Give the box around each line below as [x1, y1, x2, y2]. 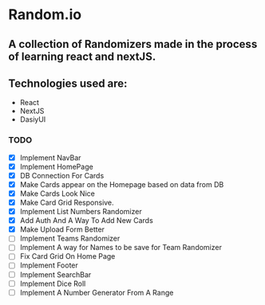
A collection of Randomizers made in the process [8, 37, 258, 51]
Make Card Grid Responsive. [19, 197, 114, 207]
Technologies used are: [8, 76, 128, 90]
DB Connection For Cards [19, 170, 105, 180]
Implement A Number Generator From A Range [19, 287, 174, 297]
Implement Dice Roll [19, 279, 86, 288]
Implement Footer [19, 260, 78, 270]
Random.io [8, 6, 82, 24]
